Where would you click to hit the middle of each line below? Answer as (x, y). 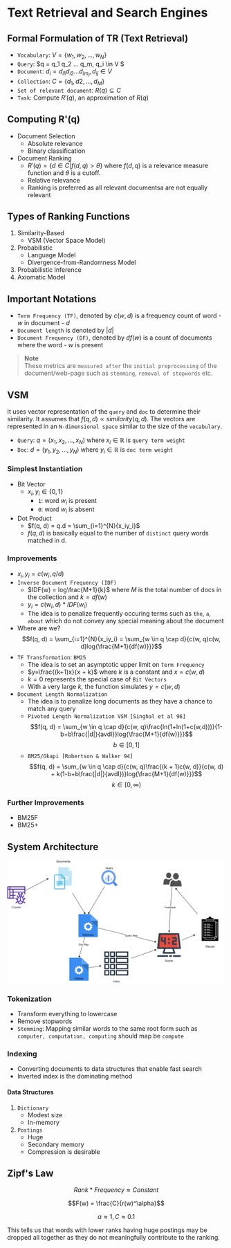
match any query (52, 709)
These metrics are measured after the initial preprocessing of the (120, 366)
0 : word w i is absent (66, 510)
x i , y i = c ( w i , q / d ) (40, 574)
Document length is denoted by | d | (65, 331)
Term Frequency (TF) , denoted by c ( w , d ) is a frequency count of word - (119, 315)
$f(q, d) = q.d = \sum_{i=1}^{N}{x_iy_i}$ (84, 526)
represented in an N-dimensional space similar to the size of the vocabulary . (115, 426)
